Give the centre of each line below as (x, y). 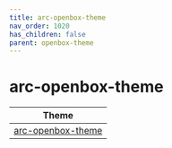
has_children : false (48, 34)
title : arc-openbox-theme (57, 17)
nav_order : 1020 (39, 26)
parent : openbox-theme (52, 43)
